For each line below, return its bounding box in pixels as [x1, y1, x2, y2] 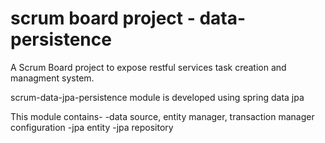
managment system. [10, 72, 95, 84]
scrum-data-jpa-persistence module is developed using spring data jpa [10, 91, 305, 103]
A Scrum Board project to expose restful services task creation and [10, 61, 287, 73]
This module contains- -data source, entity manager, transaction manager [10, 110, 315, 122]
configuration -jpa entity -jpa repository [10, 121, 174, 133]
